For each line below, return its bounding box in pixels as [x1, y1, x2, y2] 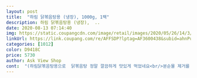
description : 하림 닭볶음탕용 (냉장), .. [6, 19, 100, 25]
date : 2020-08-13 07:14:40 [6, 25, 72, 31]
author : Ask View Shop [6, 57, 62, 63]
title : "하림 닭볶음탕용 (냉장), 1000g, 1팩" [6, 14, 110, 20]
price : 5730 [6, 52, 35, 58]
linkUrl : [6, 36, 28, 42]
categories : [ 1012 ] [6, 42, 54, 48]
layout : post [6, 8, 38, 15]
